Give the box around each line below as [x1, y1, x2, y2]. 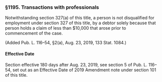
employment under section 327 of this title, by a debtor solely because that [5, 20, 156, 26]
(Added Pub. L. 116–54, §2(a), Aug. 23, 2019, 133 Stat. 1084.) [5, 40, 127, 46]
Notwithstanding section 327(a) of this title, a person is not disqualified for [5, 15, 155, 21]
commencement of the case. [5, 31, 63, 36]
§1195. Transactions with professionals [5, 4, 99, 11]
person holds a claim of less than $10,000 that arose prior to [5, 25, 126, 31]
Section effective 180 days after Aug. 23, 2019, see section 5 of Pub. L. [5, 62, 147, 67]
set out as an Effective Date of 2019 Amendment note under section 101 [12, 67, 156, 73]
